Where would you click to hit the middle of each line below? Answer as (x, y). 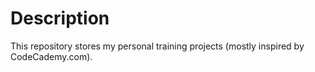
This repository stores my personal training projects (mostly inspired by (157, 46)
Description (60, 18)
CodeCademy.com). (51, 56)
